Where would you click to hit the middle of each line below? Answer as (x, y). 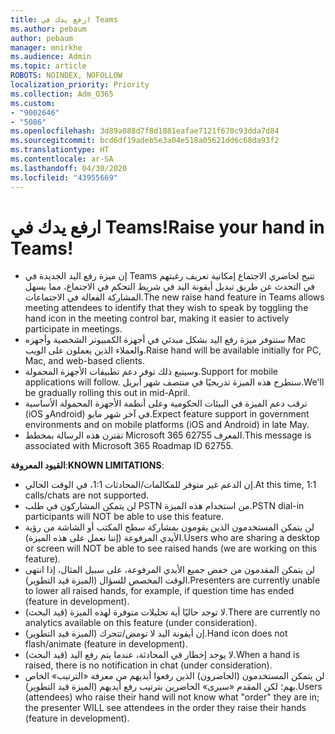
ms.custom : (33, 103)
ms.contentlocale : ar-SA (62, 159)
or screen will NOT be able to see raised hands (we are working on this (171, 548)
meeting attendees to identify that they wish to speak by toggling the (166, 308)
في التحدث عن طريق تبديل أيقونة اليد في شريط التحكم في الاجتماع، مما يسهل (170, 287)
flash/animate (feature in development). (106, 644)
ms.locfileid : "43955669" (64, 177)
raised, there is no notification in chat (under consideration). (148, 665)
